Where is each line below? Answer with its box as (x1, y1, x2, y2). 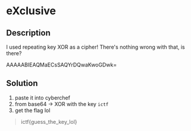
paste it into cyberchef (14, 94, 70, 101)
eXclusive (6, 4, 57, 18)
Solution (6, 78, 38, 88)
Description (6, 28, 51, 38)
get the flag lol (14, 107, 51, 114)
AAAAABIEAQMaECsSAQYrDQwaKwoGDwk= (6, 61, 117, 68)
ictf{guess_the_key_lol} (20, 118, 77, 125)
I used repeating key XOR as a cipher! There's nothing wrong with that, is (6, 43, 186, 50)
